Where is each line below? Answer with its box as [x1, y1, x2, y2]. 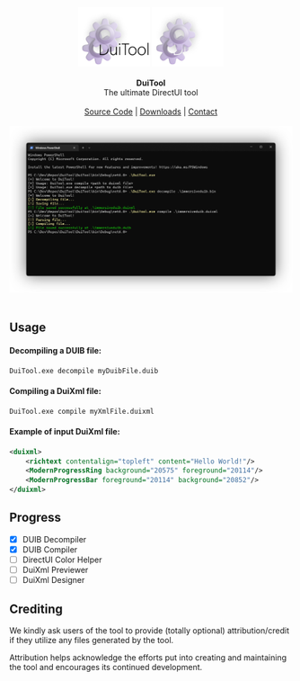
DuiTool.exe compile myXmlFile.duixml [9, 407, 154, 416]
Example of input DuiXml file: [9, 426, 120, 437]
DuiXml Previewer [22, 565, 89, 576]
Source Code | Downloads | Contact [84, 106, 218, 117]
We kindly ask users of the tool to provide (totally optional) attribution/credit [9, 624, 290, 636]
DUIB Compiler [22, 543, 78, 555]
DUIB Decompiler [22, 533, 87, 544]
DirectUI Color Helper [22, 554, 102, 565]
